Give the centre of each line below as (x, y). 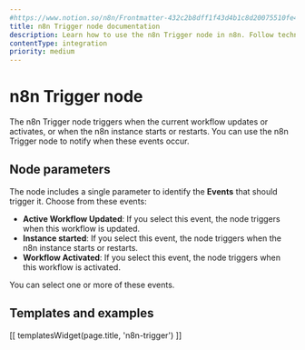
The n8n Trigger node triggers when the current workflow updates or (139, 122)
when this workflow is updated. (81, 228)
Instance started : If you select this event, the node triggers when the (152, 238)
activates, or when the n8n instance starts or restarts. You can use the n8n (149, 132)
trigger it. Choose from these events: (78, 201)
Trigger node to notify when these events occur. (99, 141)
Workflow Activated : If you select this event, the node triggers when (152, 257)
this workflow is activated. (71, 267)
